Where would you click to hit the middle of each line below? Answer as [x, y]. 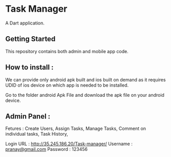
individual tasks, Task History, [37, 134]
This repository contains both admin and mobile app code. [67, 51]
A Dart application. [25, 23]
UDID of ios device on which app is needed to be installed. [67, 85]
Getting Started [30, 39]
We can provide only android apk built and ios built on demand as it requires [85, 80]
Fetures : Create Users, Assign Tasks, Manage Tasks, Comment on [76, 128]
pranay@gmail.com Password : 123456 [47, 149]
